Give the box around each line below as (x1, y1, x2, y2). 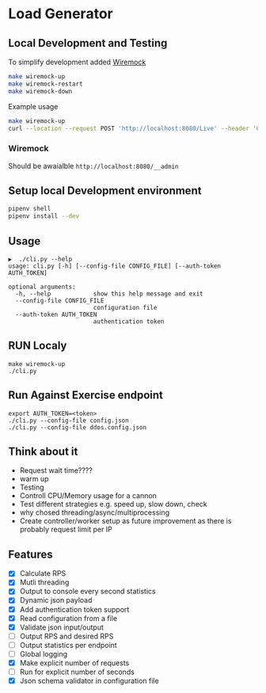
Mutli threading (19, 577, 70, 587)
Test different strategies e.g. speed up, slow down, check (19, 500, 207, 509)
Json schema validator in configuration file (19, 676, 160, 686)
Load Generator (8, 5, 113, 23)
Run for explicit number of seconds (19, 667, 135, 676)
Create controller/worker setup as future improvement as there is (19, 516, 232, 526)
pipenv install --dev (8, 212, 80, 220)
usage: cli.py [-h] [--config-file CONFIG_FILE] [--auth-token (8, 262, 222, 270)
